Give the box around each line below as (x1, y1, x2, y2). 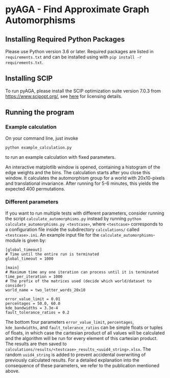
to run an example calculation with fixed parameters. (5, 154, 116, 160)
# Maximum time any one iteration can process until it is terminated (5, 269, 159, 275)
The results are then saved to (5, 341, 67, 347)
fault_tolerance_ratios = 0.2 (5, 310, 70, 315)
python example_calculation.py (5, 145, 72, 150)
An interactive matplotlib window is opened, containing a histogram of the (5, 164, 161, 170)
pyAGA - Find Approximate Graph (5, 4, 150, 15)
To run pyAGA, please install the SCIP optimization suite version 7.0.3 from (5, 88, 161, 94)
